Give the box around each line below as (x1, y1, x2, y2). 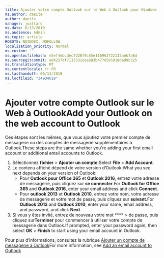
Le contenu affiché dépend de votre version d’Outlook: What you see (12, 164, 151, 170)
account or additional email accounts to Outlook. (5, 150, 103, 156)
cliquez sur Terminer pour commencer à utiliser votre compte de (12, 217, 142, 223)
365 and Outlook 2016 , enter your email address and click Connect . (19, 186, 159, 192)
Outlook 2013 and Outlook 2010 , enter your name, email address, (19, 201, 153, 207)
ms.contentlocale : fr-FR (5, 67, 56, 72)
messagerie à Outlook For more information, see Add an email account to (5, 242, 152, 248)
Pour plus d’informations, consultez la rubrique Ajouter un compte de (5, 237, 145, 243)
